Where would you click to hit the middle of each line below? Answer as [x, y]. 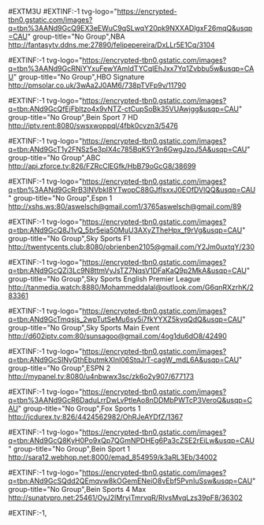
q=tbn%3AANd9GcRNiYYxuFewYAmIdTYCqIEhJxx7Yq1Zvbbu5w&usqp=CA [131, 69]
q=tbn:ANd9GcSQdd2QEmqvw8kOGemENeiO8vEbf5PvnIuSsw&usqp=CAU [130, 481]
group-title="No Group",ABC [54, 158]
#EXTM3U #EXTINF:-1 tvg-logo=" [63, 11]
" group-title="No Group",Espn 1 [60, 198]
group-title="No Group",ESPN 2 [59, 368]
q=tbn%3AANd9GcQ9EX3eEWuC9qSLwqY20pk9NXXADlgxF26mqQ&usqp [130, 28]
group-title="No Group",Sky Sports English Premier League [104, 279]
